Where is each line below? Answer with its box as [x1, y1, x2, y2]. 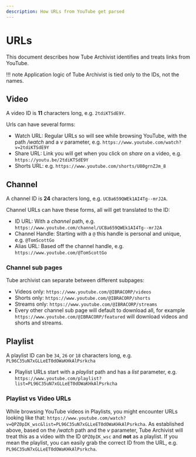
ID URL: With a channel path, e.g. [14, 218, 95, 225]
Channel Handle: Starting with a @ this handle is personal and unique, [14, 230, 181, 238]
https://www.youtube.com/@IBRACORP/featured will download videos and [14, 313, 188, 320]
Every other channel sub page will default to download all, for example [14, 307, 185, 314]
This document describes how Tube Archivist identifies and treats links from [6, 53, 191, 60]
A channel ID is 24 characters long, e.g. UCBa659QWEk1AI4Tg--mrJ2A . [6, 195, 168, 202]
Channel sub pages [6, 263, 63, 272]
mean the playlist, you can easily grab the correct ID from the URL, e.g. [6, 439, 178, 446]
